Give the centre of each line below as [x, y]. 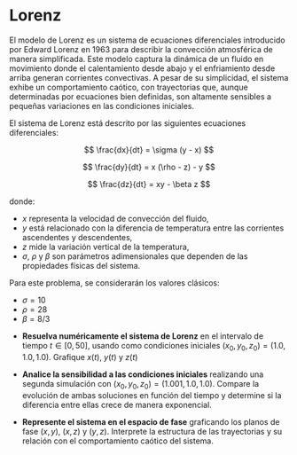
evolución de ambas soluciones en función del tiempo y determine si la [152, 395]
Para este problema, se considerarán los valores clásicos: [114, 282]
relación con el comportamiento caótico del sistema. [118, 441]
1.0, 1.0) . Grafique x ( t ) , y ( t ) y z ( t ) [80, 357]
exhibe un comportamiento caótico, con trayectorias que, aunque [129, 87]
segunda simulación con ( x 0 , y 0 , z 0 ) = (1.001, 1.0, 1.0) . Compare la [141, 384]
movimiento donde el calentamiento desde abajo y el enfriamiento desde [142, 68]
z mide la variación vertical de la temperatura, [106, 247]
